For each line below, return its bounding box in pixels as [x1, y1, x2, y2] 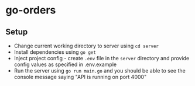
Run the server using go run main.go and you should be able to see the [13, 67, 186, 74]
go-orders [5, 4, 56, 17]
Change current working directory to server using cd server [13, 42, 159, 49]
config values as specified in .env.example [13, 61, 117, 68]
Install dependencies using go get [13, 49, 96, 56]
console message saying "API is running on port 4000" [13, 74, 147, 80]
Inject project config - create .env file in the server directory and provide [13, 55, 190, 61]
